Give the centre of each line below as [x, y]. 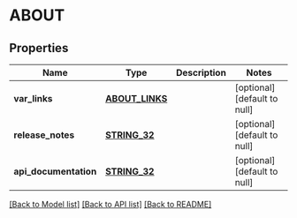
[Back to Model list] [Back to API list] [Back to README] [110, 204]
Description [201, 73]
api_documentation [55, 171]
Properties [39, 48]
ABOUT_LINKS [136, 98]
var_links [33, 98]
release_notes [44, 135]
